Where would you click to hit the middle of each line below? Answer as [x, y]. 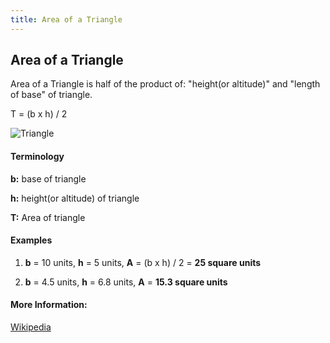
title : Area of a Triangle [66, 19]
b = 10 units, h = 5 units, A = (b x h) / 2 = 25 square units [143, 262]
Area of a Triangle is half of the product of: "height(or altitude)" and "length [165, 84]
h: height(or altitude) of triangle [75, 198]
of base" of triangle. [51, 95]
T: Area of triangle [48, 217]
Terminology [37, 157]
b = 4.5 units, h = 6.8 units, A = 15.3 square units [126, 282]
